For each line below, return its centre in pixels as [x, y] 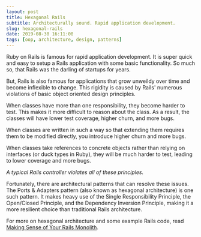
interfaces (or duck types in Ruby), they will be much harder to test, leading [100, 154]
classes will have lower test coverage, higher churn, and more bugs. [91, 118]
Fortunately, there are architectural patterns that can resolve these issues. [97, 184]
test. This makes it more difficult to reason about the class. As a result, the [98, 112]
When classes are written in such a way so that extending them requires [95, 130]
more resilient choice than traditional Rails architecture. [74, 209]
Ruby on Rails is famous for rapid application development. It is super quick [99, 57]
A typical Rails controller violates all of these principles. [75, 172]
